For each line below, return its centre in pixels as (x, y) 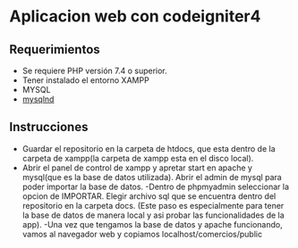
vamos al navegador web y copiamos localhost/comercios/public (142, 234)
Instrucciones (49, 127)
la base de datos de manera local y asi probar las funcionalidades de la (153, 215)
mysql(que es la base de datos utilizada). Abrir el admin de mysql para (152, 177)
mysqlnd (38, 99)
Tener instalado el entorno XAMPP (85, 80)
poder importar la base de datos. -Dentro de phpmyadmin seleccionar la (155, 186)
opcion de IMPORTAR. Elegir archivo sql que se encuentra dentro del (149, 196)
